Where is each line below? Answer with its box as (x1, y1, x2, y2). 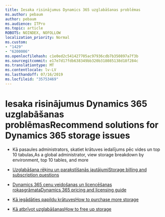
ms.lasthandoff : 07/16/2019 (5, 72, 63, 77)
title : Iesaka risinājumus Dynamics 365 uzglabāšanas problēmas (5, 7, 141, 12)
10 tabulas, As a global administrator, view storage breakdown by (12, 151, 144, 157)
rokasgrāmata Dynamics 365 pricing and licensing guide (12, 187, 127, 193)
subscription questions (12, 172, 59, 178)
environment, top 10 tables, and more (12, 157, 89, 163)
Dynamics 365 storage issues (5, 130, 130, 141)
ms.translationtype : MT (5, 63, 55, 68)
